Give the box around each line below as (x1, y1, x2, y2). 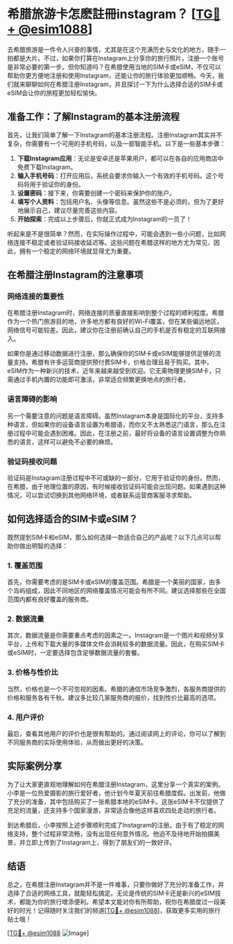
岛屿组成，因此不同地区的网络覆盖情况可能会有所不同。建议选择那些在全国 (12, 587, 226, 595)
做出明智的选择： (19, 542, 68, 550)
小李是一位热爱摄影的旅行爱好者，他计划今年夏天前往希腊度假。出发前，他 (7, 789, 220, 797)
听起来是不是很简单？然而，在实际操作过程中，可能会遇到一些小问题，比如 (7, 230, 220, 238)
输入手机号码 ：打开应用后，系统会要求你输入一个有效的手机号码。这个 (17, 171, 218, 180)
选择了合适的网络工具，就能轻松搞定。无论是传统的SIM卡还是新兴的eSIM (7, 889, 215, 897)
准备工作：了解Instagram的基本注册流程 (7, 111, 180, 123)
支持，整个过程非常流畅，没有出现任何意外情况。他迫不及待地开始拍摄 (12, 830, 214, 838)
